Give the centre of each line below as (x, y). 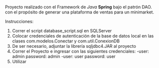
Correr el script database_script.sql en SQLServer (62, 31)
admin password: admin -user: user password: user (64, 56)
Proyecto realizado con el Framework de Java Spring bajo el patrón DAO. (79, 7)
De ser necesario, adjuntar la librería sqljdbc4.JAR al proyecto (74, 46)
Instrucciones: (19, 21)
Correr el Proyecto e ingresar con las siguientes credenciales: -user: (80, 51)
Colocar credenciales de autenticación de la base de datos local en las (83, 36)
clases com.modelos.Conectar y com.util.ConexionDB (66, 41)
